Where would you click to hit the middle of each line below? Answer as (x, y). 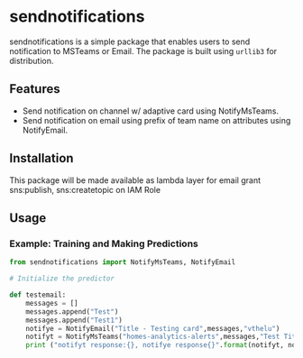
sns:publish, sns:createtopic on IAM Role (85, 189)
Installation (41, 158)
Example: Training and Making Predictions (104, 243)
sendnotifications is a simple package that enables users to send (130, 41)
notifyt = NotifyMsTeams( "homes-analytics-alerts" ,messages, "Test (153, 337)
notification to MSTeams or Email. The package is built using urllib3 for (143, 50)
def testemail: (38, 295)
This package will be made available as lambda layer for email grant (135, 180)
